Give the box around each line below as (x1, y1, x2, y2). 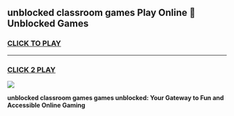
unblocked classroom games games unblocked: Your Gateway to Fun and (7, 93, 224, 101)
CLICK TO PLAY (7, 39, 61, 49)
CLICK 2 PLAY (7, 65, 56, 74)
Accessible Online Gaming (7, 101, 86, 109)
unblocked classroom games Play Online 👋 (7, 7, 196, 19)
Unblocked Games (7, 18, 89, 30)
